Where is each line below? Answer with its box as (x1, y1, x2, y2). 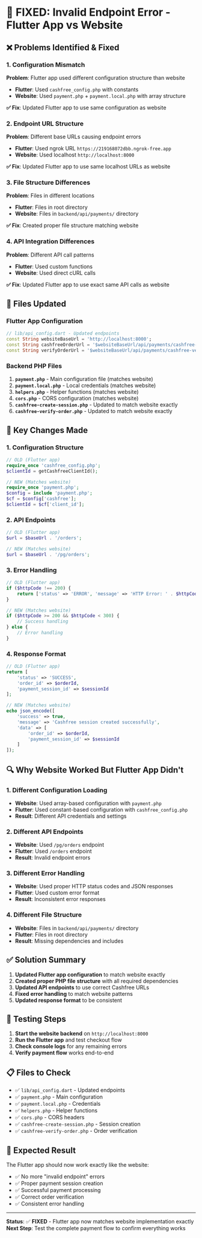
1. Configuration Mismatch (6, 60, 85, 69)
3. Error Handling (6, 566, 57, 574)
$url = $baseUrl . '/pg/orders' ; (6, 551, 90, 557)
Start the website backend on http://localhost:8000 (14, 1030, 148, 1038)
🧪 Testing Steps (6, 1014, 66, 1024)
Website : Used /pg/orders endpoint (14, 841, 104, 848)
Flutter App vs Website (6, 18, 123, 32)
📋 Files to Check (6, 1067, 71, 1077)
